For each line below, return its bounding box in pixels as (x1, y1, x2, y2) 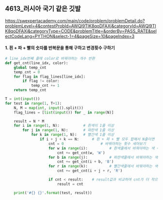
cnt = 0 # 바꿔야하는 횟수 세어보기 (48, 141, 146, 146)
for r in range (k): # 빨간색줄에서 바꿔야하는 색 (48, 164, 158, 169)
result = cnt (57, 182, 83, 186)
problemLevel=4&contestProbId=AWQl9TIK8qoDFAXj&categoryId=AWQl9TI (5, 23, 156, 29)
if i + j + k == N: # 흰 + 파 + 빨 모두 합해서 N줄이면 (39, 137, 155, 142)
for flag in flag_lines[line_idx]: (14, 74, 86, 79)
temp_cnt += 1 (31, 83, 60, 88)
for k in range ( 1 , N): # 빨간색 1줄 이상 (31, 133, 114, 137)
